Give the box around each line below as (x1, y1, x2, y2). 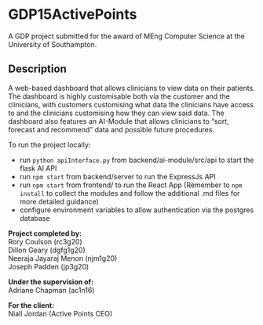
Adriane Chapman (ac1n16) (8, 285, 95, 294)
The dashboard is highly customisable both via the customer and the (8, 92, 230, 101)
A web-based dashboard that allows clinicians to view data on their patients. (8, 83, 255, 92)
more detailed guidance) (19, 197, 100, 206)
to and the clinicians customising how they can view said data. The (8, 108, 225, 117)
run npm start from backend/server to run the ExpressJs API (19, 172, 216, 181)
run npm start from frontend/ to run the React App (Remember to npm (19, 180, 243, 190)
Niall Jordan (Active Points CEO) (8, 309, 113, 318)
